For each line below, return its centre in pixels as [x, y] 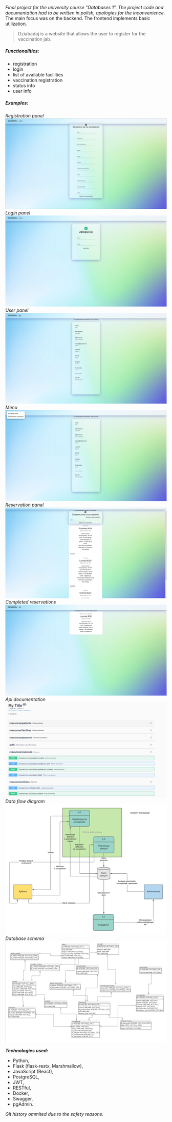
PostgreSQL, [26, 1077]
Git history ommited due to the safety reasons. [55, 1114]
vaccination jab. [35, 39]
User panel [17, 310]
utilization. [16, 24]
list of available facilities [38, 74]
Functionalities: [22, 51]
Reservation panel [25, 505]
